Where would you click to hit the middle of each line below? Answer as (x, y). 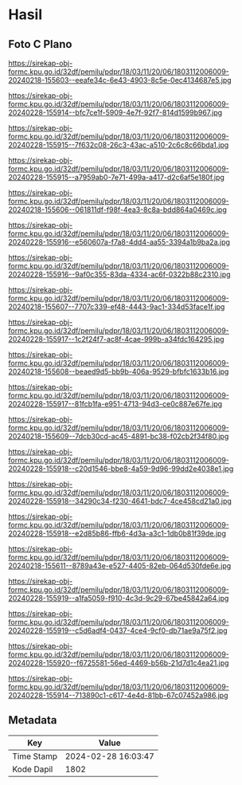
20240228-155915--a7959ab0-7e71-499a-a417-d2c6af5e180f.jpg (117, 177)
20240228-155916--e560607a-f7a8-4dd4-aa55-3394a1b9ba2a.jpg (119, 242)
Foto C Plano (40, 44)
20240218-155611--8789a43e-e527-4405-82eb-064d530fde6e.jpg (120, 566)
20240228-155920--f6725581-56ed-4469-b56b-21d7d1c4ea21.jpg (119, 663)
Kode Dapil (33, 769)
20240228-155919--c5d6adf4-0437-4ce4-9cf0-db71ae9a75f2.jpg (118, 630)
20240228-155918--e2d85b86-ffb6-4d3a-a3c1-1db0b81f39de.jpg (117, 533)
